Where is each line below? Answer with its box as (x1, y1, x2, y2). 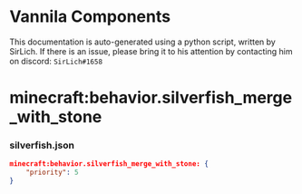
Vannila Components (9, 6, 170, 27)
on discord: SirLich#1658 (9, 55, 102, 66)
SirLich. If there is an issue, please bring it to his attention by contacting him (9, 45, 293, 56)
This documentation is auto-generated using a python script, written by (9, 36, 277, 47)
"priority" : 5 (25, 168, 79, 178)
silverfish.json (9, 139, 75, 151)
